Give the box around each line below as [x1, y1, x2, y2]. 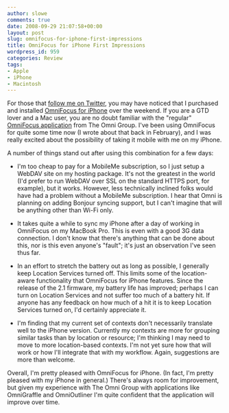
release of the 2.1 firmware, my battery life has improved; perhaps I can [16, 284, 219, 292]
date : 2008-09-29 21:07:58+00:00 [7, 23, 103, 30]
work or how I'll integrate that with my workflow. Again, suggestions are [16, 348, 219, 357]
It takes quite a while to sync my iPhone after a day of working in [16, 219, 200, 227]
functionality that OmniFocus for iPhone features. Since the [36, 276, 204, 285]
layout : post [7, 29, 45, 36]
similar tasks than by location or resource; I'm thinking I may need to [16, 334, 210, 342]
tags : [7, 61, 23, 68]
